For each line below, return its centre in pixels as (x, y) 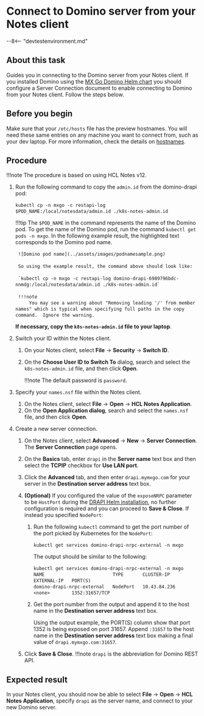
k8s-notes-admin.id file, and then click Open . (81, 369)
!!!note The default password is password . (76, 380)
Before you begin (40, 114)
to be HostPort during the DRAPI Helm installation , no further (100, 502)
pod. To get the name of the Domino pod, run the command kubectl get (106, 230)
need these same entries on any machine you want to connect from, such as (102, 135)
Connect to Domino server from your (101, 11)
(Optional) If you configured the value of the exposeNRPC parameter (108, 496)
